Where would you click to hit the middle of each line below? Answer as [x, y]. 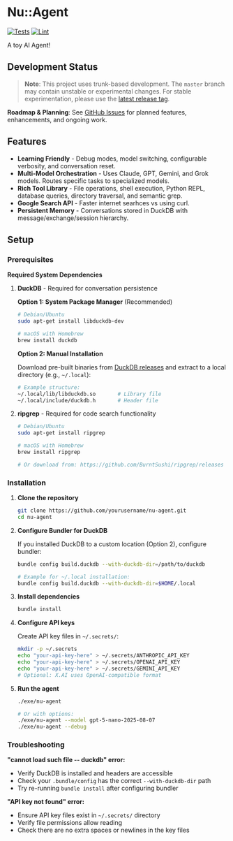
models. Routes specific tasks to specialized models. [93, 181]
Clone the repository [48, 498]
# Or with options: [46, 714]
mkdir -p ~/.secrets [47, 649]
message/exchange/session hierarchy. [73, 218]
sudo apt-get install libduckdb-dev [70, 321]
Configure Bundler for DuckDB [62, 530]
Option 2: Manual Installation [60, 353]
